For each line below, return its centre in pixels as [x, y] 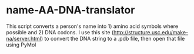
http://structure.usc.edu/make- [151, 32]
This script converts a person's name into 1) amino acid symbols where [92, 26]
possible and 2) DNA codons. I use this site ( [60, 32]
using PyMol [21, 45]
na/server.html [24, 38]
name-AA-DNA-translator [71, 10]
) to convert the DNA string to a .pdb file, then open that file [113, 38]
